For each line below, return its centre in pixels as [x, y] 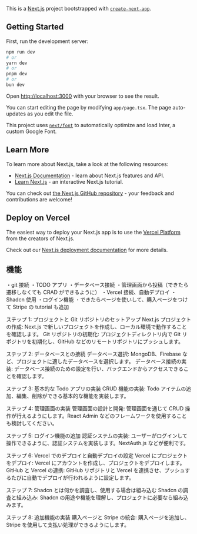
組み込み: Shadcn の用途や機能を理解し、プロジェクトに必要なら [95, 497]
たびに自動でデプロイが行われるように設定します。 [72, 478]
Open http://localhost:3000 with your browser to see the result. [83, 96]
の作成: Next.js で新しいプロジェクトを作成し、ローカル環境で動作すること [96, 327]
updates [16, 114]
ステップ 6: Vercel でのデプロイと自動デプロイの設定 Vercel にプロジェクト [97, 456]
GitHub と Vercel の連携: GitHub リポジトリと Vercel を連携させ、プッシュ [96, 470]
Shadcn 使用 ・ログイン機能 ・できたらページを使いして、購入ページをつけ [97, 300]
